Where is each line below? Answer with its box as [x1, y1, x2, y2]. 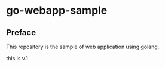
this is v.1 [6, 55, 29, 62]
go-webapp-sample [6, 4, 108, 17]
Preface [6, 28, 36, 38]
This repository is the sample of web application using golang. [6, 43, 160, 50]
